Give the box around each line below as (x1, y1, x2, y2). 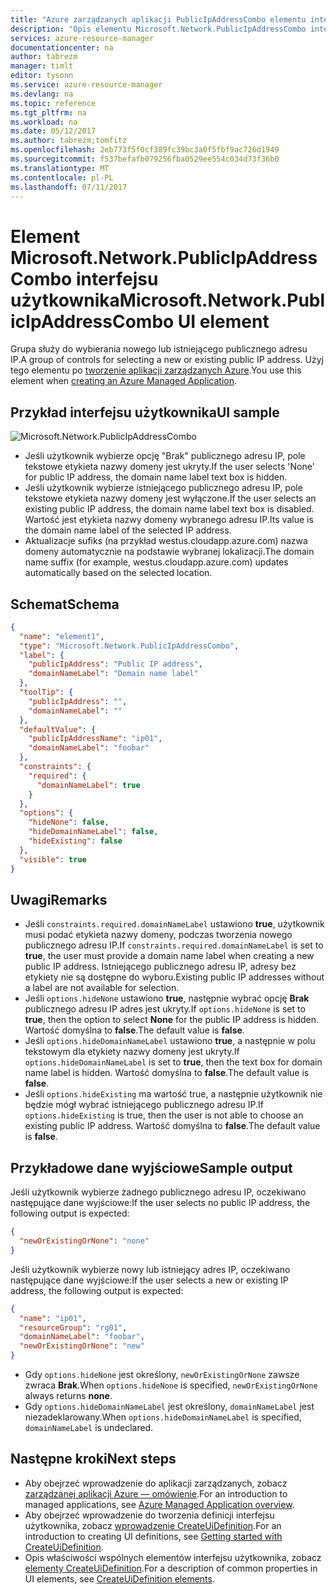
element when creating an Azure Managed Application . (10, 375, 238, 387)
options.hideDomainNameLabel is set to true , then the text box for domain (24, 1056, 323, 1068)
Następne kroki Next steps (10, 1451, 177, 1468)
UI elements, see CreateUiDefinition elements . (24, 1572, 215, 1585)
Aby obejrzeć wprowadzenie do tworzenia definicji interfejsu (24, 1509, 275, 1521)
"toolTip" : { (19, 687, 74, 698)
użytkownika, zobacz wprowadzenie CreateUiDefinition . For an (24, 1519, 282, 1531)
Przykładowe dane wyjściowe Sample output (10, 1159, 293, 1176)
